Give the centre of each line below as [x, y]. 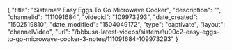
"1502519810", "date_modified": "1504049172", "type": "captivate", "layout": [116, 24]
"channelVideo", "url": [39, 32]
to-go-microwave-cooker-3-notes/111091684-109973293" [91, 39]
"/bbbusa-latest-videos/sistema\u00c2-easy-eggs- [146, 32]
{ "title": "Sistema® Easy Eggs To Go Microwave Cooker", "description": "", [114, 10]
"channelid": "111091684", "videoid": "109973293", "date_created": [103, 17]
